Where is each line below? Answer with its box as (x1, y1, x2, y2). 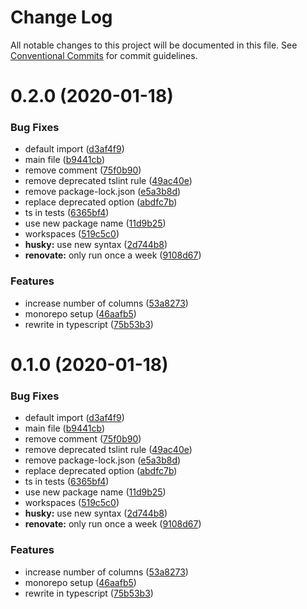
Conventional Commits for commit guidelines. (10, 49, 198, 61)
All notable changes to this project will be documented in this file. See (10, 39, 298, 51)
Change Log (10, 6, 113, 29)
